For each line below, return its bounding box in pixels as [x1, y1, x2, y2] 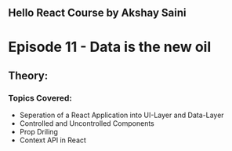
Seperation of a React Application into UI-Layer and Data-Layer [19, 110, 225, 120]
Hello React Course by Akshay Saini [8, 6, 187, 20]
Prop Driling [19, 127, 59, 137]
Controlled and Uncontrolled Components [19, 119, 155, 128]
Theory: [8, 68, 49, 82]
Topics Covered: [8, 92, 72, 103]
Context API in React [19, 135, 86, 145]
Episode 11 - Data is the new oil [8, 38, 212, 56]
